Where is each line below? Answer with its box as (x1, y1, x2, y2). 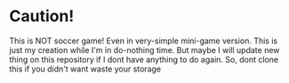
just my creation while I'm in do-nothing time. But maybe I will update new (9, 44, 280, 55)
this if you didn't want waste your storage (9, 64, 162, 74)
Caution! (9, 6, 75, 26)
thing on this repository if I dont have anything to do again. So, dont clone (9, 54, 278, 64)
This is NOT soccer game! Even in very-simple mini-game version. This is (9, 35, 278, 46)
